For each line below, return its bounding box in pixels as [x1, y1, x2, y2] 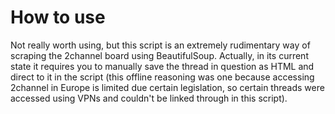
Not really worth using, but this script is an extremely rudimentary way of [10, 39, 311, 51]
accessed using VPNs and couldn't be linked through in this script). [10, 92, 288, 104]
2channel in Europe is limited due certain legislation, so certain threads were [10, 81, 325, 93]
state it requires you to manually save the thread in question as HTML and [10, 60, 315, 72]
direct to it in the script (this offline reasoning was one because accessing [10, 71, 315, 83]
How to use [10, 6, 106, 29]
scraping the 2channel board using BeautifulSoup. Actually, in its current [10, 49, 309, 61]
